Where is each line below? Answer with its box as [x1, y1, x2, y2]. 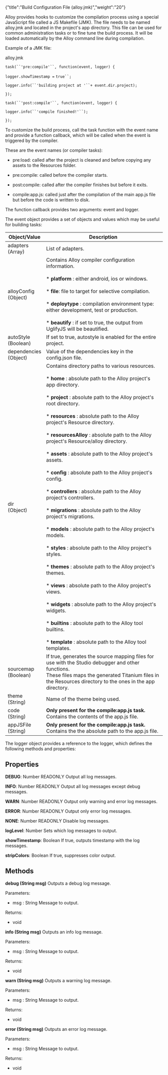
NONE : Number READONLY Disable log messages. [5, 818, 110, 824]
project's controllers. [46, 494, 95, 501]
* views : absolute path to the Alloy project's [46, 582, 151, 589]
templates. [46, 645, 71, 651]
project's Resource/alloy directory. [46, 438, 127, 445]
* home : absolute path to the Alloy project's [46, 375, 150, 382]
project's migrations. [46, 513, 94, 520]
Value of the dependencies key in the [46, 348, 133, 355]
